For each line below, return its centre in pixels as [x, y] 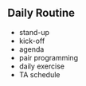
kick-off [32, 41]
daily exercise [42, 66]
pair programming [49, 57]
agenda [31, 49]
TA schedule [39, 74]
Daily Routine [41, 13]
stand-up [34, 32]
